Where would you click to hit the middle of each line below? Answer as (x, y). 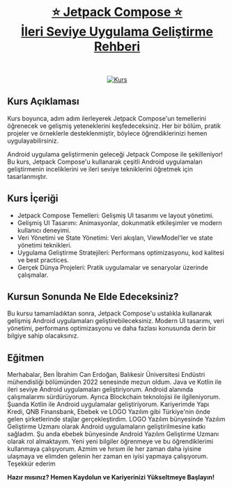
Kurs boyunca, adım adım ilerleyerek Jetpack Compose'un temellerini (107, 118)
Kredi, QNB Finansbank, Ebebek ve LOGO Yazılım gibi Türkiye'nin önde (109, 412)
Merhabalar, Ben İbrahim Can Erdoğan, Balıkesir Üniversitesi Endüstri (106, 375)
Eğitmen (26, 358)
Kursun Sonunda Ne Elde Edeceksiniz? (93, 296)
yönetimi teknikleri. (44, 245)
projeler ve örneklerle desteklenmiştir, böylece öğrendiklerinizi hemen (107, 133)
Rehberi (117, 46)
